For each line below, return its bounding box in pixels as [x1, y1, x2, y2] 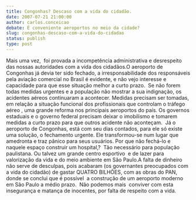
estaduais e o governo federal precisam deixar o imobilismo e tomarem [6, 113, 177, 120]
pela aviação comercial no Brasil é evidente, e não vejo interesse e [6, 75, 167, 82]
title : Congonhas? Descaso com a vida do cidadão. [6, 8, 132, 15]
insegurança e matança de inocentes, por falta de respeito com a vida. [6, 187, 177, 194]
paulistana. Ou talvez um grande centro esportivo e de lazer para [6, 150, 164, 157]
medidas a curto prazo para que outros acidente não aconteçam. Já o [6, 119, 176, 126]
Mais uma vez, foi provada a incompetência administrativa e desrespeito [6, 57, 183, 64]
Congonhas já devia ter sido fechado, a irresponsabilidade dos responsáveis [6, 69, 191, 76]
